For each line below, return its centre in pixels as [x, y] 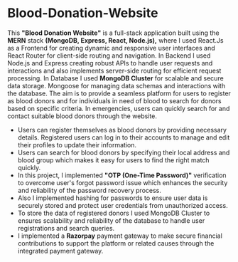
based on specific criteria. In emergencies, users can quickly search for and [119, 108]
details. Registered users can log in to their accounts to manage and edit [124, 137]
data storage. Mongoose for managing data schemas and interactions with [117, 85]
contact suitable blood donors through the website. [82, 116]
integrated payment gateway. [60, 251]
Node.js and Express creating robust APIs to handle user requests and [110, 63]
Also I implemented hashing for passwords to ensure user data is [113, 198]
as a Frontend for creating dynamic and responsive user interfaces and [111, 48]
